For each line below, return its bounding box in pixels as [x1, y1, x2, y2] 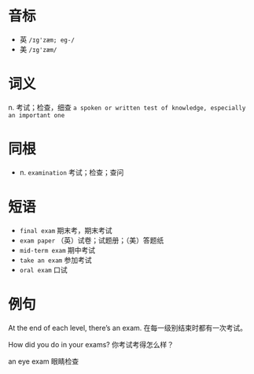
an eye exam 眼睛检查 [8, 356, 79, 366]
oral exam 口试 [19, 265, 68, 274]
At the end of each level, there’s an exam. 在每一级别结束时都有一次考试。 [8, 323, 248, 332]
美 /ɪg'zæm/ [19, 44, 57, 54]
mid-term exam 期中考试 [19, 245, 96, 254]
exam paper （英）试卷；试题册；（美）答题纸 [19, 235, 164, 245]
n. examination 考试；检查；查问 [19, 167, 124, 177]
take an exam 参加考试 [19, 255, 92, 265]
